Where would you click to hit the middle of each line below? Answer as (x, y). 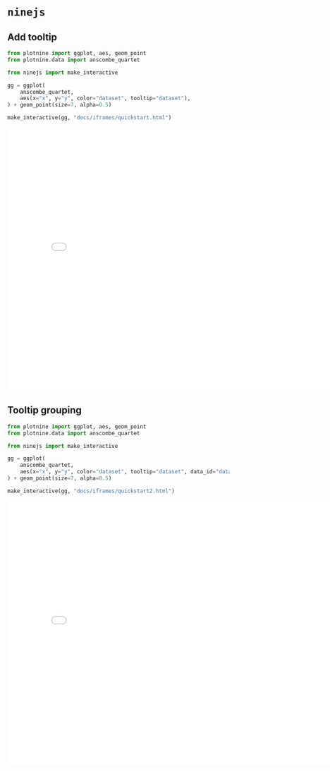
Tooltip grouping (45, 410)
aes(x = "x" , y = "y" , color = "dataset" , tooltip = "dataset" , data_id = (118, 472)
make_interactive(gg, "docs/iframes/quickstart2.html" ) (91, 491)
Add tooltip (32, 37)
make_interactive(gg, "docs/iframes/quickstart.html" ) (90, 118)
